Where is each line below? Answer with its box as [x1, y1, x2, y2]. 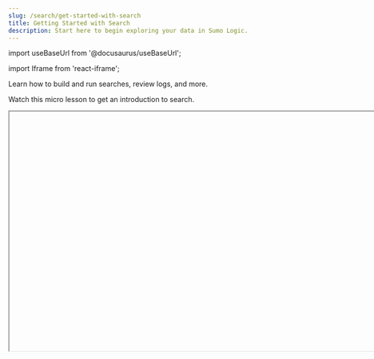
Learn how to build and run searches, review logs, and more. [8, 79, 209, 89]
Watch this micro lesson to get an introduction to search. [8, 95, 195, 105]
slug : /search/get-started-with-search [8, 11, 141, 20]
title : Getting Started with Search [8, 19, 130, 27]
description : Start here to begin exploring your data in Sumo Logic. [8, 26, 249, 34]
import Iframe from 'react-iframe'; [8, 64, 120, 73]
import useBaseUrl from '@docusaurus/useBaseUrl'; [8, 49, 181, 58]
